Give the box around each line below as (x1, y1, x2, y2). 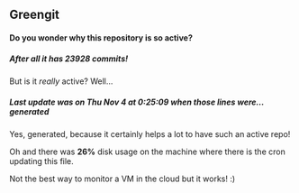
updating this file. (9, 155, 74, 166)
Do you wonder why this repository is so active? (9, 32, 194, 43)
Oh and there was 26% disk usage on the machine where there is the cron (9, 146, 285, 157)
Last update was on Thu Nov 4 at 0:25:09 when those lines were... (9, 96, 264, 107)
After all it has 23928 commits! (9, 53, 129, 64)
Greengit (9, 7, 60, 23)
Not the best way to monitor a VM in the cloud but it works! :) (9, 173, 236, 184)
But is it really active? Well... (9, 76, 113, 87)
